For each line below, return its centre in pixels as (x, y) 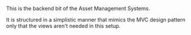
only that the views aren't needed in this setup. (63, 26)
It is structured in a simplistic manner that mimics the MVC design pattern (96, 20)
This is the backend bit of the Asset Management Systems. (78, 8)
